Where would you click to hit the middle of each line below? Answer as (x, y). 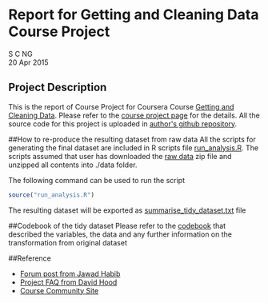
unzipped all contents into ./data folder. (73, 165)
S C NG (21, 54)
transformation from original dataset (68, 242)
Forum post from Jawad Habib (70, 273)
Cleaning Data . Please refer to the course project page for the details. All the (134, 115)
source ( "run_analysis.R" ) (51, 195)
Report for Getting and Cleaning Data (134, 15)
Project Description (58, 88)
